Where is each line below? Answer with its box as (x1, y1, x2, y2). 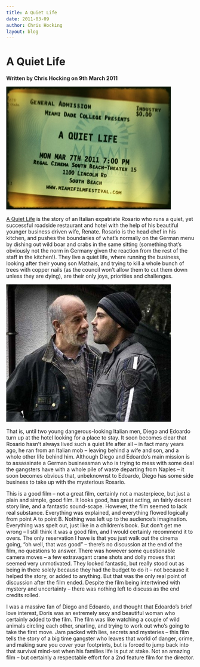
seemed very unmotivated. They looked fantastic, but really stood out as (6, 560, 184, 567)
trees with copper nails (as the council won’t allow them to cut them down (6, 266, 188, 273)
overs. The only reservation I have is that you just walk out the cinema (6, 534, 178, 542)
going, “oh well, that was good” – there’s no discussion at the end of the (6, 541, 183, 548)
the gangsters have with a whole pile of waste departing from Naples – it (6, 466, 184, 473)
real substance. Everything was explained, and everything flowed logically (6, 509, 189, 517)
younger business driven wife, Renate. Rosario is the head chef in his (6, 228, 176, 235)
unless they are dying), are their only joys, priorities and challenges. (6, 272, 173, 280)
